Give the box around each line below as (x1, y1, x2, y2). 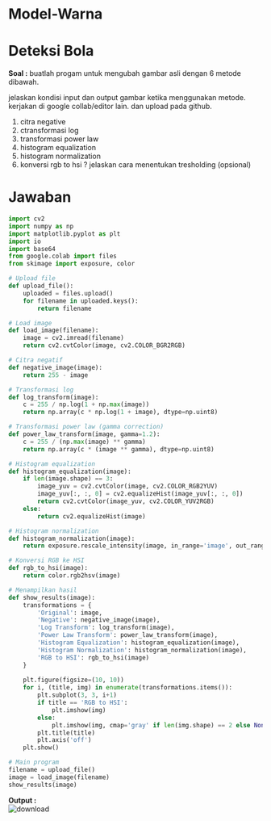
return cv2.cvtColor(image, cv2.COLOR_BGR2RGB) (23, 341, 186, 350)
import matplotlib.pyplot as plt (8, 229, 121, 238)
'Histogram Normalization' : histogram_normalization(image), (37, 646, 248, 654)
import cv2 (8, 215, 45, 223)
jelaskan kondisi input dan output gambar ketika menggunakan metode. (8, 93, 246, 103)
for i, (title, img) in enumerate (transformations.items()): (23, 684, 232, 692)
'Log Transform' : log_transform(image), (37, 623, 175, 632)
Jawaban (8, 188, 72, 207)
